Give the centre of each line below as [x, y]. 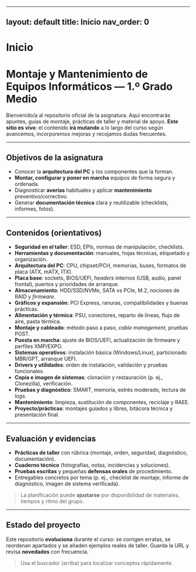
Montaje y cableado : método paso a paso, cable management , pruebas [101, 328]
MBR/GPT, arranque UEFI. [46, 359]
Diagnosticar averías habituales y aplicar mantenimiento [83, 190]
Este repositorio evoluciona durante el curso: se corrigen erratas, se [88, 539]
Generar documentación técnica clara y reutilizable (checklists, [91, 203]
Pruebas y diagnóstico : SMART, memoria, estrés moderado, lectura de [100, 390]
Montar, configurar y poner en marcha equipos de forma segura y [95, 178]
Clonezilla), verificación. [43, 384]
